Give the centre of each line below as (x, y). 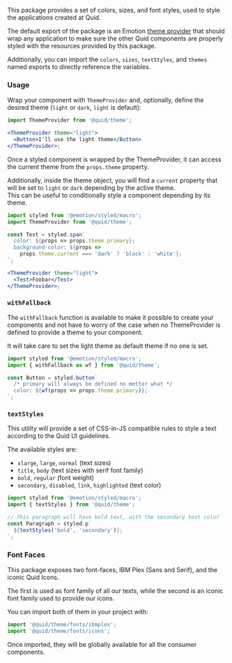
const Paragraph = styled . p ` (49, 524)
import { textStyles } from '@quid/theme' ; (71, 505)
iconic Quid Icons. (33, 577)
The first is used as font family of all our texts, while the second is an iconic (115, 590)
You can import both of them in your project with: (78, 611)
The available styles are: (42, 449)
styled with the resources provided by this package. (82, 46)
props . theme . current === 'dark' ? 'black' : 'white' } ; (101, 254)
